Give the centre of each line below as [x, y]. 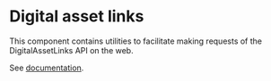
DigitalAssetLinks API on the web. [71, 50]
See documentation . [47, 68]
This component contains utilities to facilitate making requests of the [136, 41]
